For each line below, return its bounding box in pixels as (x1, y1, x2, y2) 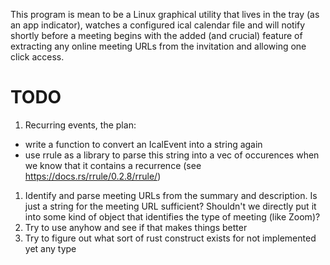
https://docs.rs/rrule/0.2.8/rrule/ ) (24, 170, 162, 182)
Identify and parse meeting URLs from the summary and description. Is (24, 189, 318, 201)
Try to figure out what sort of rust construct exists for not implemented (24, 232, 317, 244)
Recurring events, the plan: (24, 119, 137, 131)
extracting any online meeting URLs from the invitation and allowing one (10, 40, 307, 52)
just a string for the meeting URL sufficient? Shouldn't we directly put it (24, 200, 317, 212)
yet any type (24, 242, 77, 254)
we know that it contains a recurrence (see (24, 159, 202, 171)
